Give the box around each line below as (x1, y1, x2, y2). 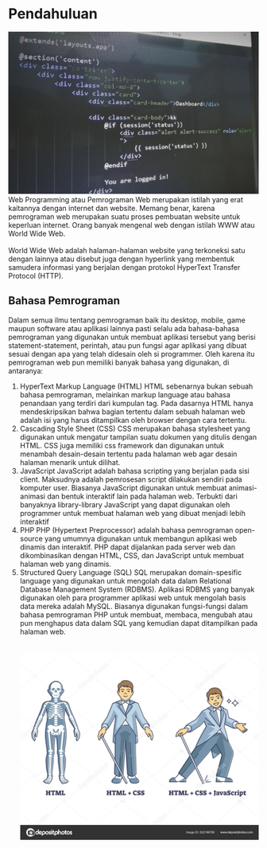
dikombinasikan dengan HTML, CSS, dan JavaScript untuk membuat (19, 550, 245, 560)
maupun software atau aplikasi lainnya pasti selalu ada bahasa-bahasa (8, 323, 240, 333)
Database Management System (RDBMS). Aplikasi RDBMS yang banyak (19, 584, 255, 594)
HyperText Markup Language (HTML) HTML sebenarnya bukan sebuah (19, 381, 253, 391)
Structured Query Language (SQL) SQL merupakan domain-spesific (19, 567, 242, 577)
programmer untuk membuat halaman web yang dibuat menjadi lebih (19, 508, 246, 518)
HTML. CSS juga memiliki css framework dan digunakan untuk (19, 440, 225, 450)
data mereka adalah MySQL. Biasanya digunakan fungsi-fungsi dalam (19, 601, 249, 611)
